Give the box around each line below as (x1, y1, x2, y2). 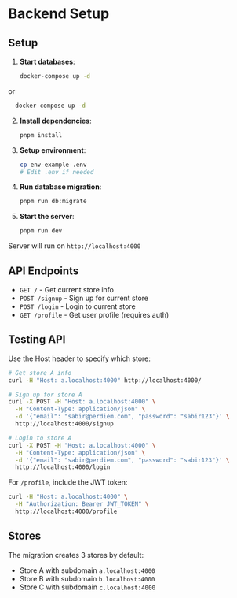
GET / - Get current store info (19, 284, 114, 294)
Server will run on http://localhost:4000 (8, 241, 141, 251)
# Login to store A (8, 434, 72, 442)
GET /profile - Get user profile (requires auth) (19, 310, 170, 319)
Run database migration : (19, 182, 102, 191)
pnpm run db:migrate (19, 198, 87, 206)
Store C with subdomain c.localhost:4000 (19, 582, 156, 592)
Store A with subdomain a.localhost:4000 (19, 565, 155, 575)
